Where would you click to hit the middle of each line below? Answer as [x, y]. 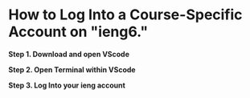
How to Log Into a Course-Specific [125, 15]
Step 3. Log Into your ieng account [67, 85]
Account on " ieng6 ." [78, 32]
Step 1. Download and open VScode [69, 54]
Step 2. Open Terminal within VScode [72, 69]
